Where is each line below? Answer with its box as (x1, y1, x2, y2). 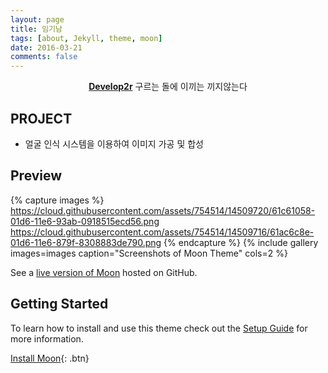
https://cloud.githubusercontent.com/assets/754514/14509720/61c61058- (10, 204, 316, 216)
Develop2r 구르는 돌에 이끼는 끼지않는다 (88, 81, 248, 93)
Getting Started (10, 296, 109, 313)
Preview (10, 167, 63, 185)
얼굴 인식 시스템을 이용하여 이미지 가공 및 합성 (24, 137, 204, 150)
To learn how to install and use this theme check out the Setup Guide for (10, 322, 308, 334)
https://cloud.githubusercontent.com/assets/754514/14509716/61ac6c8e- (10, 226, 315, 238)
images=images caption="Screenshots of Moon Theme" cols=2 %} (10, 247, 288, 259)
